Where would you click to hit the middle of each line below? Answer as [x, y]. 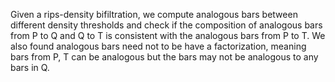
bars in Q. [30, 67]
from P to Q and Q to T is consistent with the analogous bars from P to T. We [168, 35]
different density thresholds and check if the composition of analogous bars [166, 25]
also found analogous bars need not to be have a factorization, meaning [158, 46]
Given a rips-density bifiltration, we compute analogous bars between [154, 14]
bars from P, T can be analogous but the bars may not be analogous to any [164, 57]
